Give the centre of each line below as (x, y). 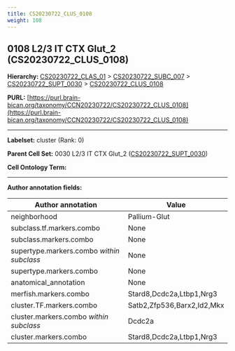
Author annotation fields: (45, 187)
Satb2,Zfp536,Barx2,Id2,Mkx (176, 305)
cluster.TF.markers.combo (54, 305)
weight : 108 (24, 20)
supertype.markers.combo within (65, 251)
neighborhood (34, 217)
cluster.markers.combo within (59, 317)
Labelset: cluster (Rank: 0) (46, 140)
